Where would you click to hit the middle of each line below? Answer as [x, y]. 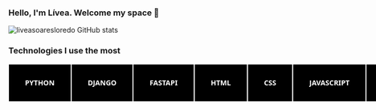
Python [40, 83]
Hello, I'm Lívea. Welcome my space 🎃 [84, 13]
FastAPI [164, 83]
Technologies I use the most [64, 51]
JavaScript [329, 83]
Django [102, 83]
